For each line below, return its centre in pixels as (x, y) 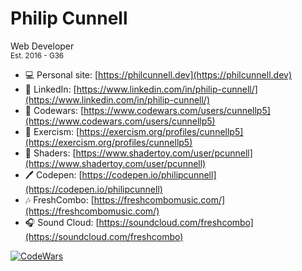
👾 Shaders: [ (50, 153)
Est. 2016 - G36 (37, 55)
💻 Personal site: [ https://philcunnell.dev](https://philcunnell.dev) (158, 74)
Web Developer (42, 46)
